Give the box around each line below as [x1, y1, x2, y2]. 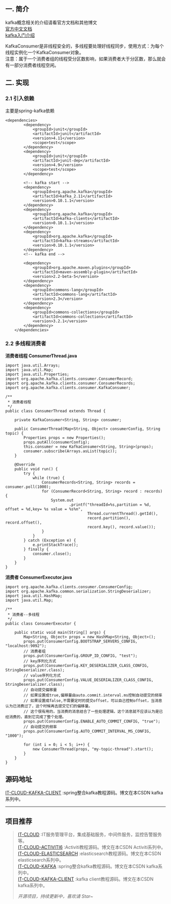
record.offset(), [5, 520, 42, 525]
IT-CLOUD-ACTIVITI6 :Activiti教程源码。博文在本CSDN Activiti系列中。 [17, 844, 166, 850]
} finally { [23, 547, 49, 552]
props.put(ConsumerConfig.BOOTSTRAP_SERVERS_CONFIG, [23, 639, 138, 644]
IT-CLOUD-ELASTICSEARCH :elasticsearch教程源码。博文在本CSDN [17, 850, 161, 857]
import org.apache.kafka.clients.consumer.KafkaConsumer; [5, 385, 131, 390]
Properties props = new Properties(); [23, 435, 106, 440]
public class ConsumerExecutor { [5, 621, 76, 626]
